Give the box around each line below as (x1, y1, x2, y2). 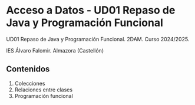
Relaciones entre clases (14, 86, 72, 93)
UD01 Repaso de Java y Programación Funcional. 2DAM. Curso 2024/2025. (6, 35, 190, 42)
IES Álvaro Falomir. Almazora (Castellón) (6, 47, 104, 54)
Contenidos (6, 64, 50, 74)
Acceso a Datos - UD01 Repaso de (6, 4, 176, 17)
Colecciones (14, 80, 45, 87)
